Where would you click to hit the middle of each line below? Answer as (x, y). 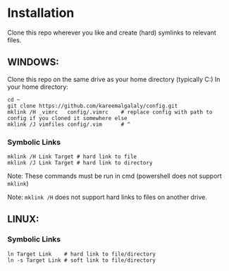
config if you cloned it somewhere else (68, 118)
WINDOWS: (33, 62)
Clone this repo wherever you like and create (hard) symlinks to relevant (112, 32)
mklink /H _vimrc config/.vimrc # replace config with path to (110, 112)
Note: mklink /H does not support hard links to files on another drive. (107, 197)
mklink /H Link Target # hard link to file (72, 157)
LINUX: (23, 219)
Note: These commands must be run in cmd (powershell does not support (114, 176)
